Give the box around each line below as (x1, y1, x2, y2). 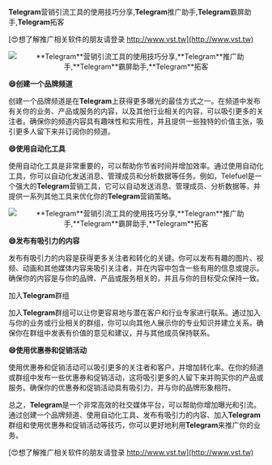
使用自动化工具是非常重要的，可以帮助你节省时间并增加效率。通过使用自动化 (8, 161, 264, 170)
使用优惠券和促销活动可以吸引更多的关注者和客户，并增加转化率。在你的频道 (8, 363, 264, 372)
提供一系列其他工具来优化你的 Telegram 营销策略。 (8, 191, 176, 201)
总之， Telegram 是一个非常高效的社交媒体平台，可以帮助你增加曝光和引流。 (8, 400, 261, 409)
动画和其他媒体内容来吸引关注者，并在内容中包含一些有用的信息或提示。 (22, 263, 264, 273)
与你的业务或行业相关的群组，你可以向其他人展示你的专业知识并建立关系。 (8, 318, 257, 327)
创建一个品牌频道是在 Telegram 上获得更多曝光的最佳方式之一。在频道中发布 (8, 96, 261, 105)
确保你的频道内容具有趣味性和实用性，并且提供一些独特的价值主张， (29, 117, 257, 126)
